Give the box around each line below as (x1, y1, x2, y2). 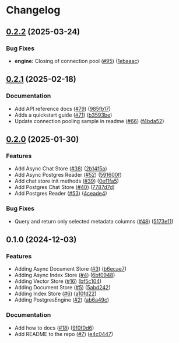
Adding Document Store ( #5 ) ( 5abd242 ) (14, 284, 111, 291)
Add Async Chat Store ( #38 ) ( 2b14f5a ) (14, 165, 107, 172)
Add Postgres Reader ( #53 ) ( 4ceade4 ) (14, 190, 107, 197)
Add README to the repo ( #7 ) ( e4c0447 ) (14, 330, 114, 337)
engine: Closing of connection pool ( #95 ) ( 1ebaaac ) (14, 57, 139, 64)
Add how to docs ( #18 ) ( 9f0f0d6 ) (14, 324, 94, 331)
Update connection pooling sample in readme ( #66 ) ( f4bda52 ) (14, 117, 164, 124)
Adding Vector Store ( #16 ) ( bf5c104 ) (14, 278, 102, 285)
